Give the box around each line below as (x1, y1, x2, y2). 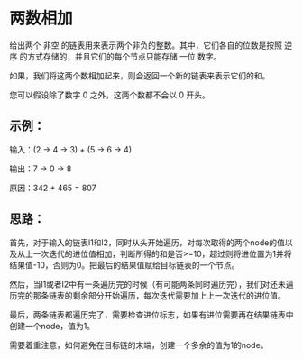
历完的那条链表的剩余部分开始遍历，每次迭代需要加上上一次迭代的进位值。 (9, 290, 286, 300)
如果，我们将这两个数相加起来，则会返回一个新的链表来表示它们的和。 (9, 69, 271, 81)
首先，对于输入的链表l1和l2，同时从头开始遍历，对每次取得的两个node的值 (9, 236, 286, 248)
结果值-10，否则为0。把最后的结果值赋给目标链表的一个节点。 (9, 259, 240, 271)
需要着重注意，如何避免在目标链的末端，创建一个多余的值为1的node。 (9, 339, 269, 350)
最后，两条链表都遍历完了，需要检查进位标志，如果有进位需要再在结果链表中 (9, 308, 294, 320)
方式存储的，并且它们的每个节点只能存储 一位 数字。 (26, 51, 222, 61)
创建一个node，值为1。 (9, 320, 96, 331)
